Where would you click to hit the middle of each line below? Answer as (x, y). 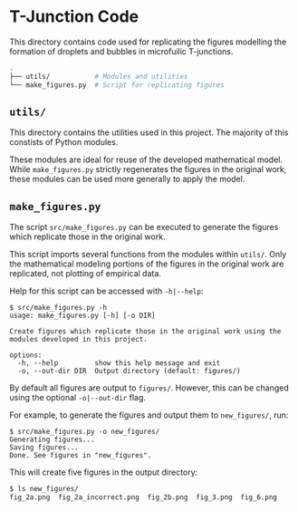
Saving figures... (44, 448)
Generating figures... (52, 440)
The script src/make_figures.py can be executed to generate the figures (144, 227)
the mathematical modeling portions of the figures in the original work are (147, 264)
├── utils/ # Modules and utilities (99, 76)
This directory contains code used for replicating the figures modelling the (148, 42)
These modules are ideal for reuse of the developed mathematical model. (146, 159)
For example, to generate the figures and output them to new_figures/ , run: (149, 415)
